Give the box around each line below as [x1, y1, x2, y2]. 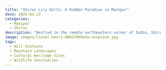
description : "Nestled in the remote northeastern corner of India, [5, 30, 149, 35]
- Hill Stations [9, 44, 43, 49]
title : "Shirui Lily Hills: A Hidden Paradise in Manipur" [5, 7, 129, 12]
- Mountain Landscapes [9, 48, 56, 53]
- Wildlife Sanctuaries [9, 58, 58, 63]
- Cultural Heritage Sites [9, 53, 65, 58]
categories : [5, 16, 30, 21]
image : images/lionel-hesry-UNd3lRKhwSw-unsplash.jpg [5, 35, 119, 40]
